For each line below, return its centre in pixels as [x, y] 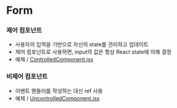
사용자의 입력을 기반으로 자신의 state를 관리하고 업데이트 [82, 44]
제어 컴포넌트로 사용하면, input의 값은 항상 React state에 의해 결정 [93, 52]
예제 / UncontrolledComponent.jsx [57, 98]
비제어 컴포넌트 [27, 77]
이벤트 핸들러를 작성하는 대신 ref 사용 [59, 91]
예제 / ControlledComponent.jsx [54, 59]
